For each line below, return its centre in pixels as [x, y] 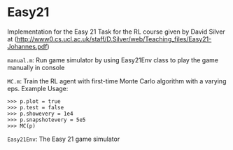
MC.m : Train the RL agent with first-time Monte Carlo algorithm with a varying [117, 81]
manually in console [36, 67]
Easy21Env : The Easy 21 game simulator [64, 139]
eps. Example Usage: [38, 88]
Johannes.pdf [27, 46]
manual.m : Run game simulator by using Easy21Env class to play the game [113, 60]
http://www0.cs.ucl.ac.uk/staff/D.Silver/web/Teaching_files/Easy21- [114, 39]
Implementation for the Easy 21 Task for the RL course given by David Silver [116, 32]
